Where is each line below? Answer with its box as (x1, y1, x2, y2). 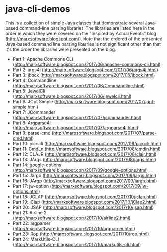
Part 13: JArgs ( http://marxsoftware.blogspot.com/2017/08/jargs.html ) (12, 156, 156, 162)
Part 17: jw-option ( (12, 183, 52, 189)
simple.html (12, 104, 37, 110)
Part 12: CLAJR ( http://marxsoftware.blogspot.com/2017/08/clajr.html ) (12, 151, 157, 157)
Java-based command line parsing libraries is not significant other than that (5, 41, 161, 47)
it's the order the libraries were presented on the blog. (5, 46, 116, 52)
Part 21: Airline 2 (12, 209, 47, 215)
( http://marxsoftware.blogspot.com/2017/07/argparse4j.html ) (12, 125, 139, 130)
